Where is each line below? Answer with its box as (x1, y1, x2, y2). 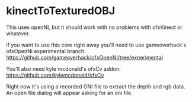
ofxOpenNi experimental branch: (6, 47, 86, 54)
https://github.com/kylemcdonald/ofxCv (6, 71, 104, 78)
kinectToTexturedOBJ (6, 4, 116, 18)
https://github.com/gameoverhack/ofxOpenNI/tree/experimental (6, 54, 163, 61)
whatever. (6, 29, 31, 37)
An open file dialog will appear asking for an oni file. (6, 89, 133, 96)
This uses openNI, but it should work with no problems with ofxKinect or (6, 24, 183, 31)
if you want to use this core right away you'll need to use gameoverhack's (6, 41, 187, 48)
